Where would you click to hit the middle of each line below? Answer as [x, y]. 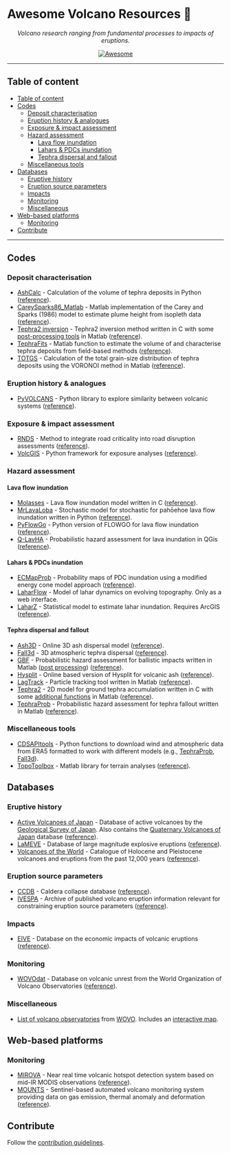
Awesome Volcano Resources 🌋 [99, 14]
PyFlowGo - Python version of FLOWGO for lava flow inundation [108, 525]
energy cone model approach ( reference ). [76, 585]
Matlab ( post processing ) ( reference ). [70, 667]
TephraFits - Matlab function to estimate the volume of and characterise [119, 344]
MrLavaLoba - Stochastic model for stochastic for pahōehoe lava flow [116, 510]
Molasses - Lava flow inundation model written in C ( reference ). [107, 503]
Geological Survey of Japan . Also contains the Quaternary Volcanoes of [119, 829]
